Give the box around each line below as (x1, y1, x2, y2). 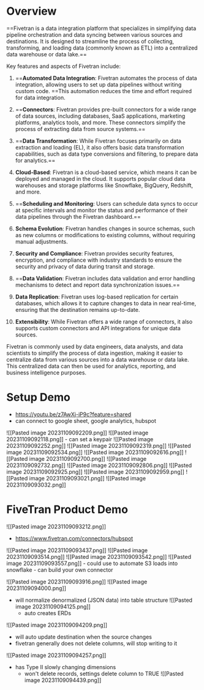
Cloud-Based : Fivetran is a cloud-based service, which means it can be (15, 169, 197, 176)
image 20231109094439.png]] (24, 676, 102, 684)
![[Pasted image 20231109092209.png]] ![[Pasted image (6, 429, 149, 436)
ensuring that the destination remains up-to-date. (15, 306, 140, 313)
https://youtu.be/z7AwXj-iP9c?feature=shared (15, 411, 132, 418)
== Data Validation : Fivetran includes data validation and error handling (15, 275, 195, 282)
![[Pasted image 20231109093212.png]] (6, 523, 106, 530)
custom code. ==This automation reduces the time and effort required (15, 87, 192, 94)
